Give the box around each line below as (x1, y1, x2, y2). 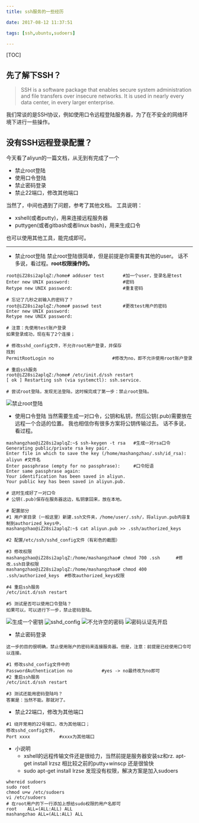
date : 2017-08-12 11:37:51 (6, 19, 73, 25)
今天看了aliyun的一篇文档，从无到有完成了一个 (6, 155, 120, 161)
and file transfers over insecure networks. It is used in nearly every (20, 92, 184, 100)
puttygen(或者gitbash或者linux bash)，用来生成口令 (14, 222, 141, 229)
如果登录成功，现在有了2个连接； (6, 331, 75, 337)
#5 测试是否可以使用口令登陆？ (6, 601, 72, 607)
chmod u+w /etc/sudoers (6, 789, 65, 795)
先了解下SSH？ (6, 70, 62, 80)
